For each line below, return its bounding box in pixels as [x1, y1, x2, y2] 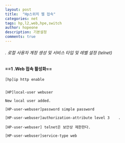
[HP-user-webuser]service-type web [5, 133, 77, 138]
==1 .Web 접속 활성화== [5, 66, 53, 72]
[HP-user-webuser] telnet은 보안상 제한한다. [5, 125, 91, 129]
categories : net [5, 16, 38, 21]
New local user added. [5, 98, 51, 103]
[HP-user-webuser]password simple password [5, 107, 95, 112]
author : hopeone [5, 25, 38, 30]
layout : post [5, 7, 32, 12]
